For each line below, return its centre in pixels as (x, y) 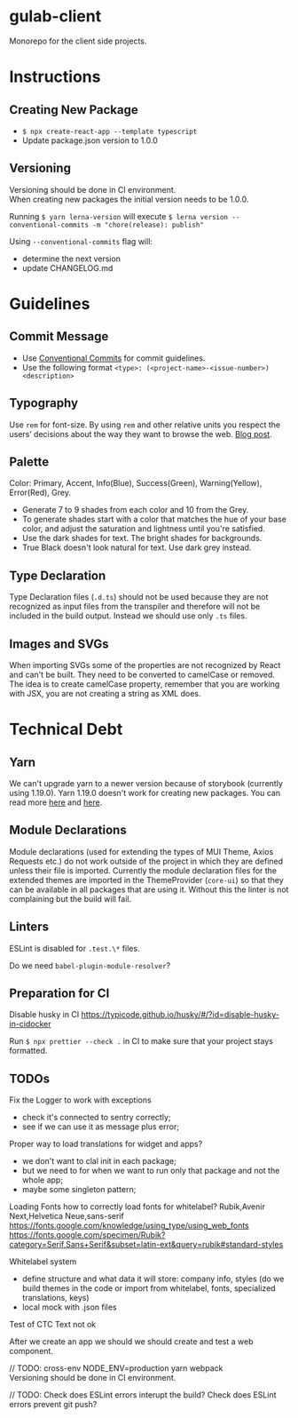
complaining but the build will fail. (71, 898)
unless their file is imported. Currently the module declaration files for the (143, 870)
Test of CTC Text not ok (53, 1325)
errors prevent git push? (53, 1405)
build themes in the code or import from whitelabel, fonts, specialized (149, 1288)
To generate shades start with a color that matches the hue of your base (154, 519)
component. (31, 1351)
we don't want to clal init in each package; (99, 1161)
